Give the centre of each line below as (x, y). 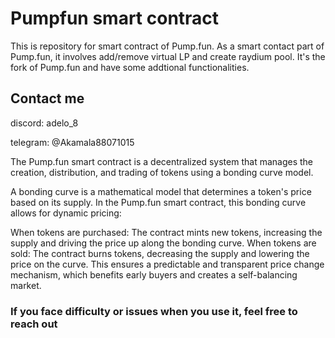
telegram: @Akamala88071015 (72, 142)
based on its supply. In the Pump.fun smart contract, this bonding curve (158, 202)
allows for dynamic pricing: (66, 213)
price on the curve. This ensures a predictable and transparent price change (167, 264)
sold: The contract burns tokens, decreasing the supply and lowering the (160, 253)
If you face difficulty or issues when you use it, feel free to (154, 311)
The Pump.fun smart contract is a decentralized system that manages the (162, 161)
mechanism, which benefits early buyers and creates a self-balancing (154, 274)
